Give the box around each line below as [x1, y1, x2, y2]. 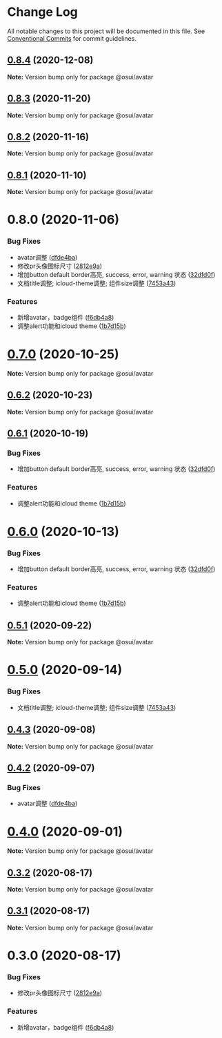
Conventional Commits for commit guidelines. [7, 34, 137, 42]
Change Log [7, 4, 78, 20]
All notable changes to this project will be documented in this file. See [7, 27, 205, 35]
